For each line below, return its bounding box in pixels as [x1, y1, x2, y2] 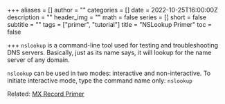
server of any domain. [7, 56, 71, 64]
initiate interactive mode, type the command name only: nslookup [7, 76, 192, 85]
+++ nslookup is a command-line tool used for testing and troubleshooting [7, 41, 219, 49]
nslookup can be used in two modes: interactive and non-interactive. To [7, 69, 211, 77]
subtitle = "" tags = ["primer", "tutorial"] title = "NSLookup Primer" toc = [7, 21, 213, 28]
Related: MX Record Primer [7, 90, 84, 98]
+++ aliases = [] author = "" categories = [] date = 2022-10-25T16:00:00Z [7, 6, 218, 14]
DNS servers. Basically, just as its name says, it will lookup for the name [7, 48, 212, 56]
